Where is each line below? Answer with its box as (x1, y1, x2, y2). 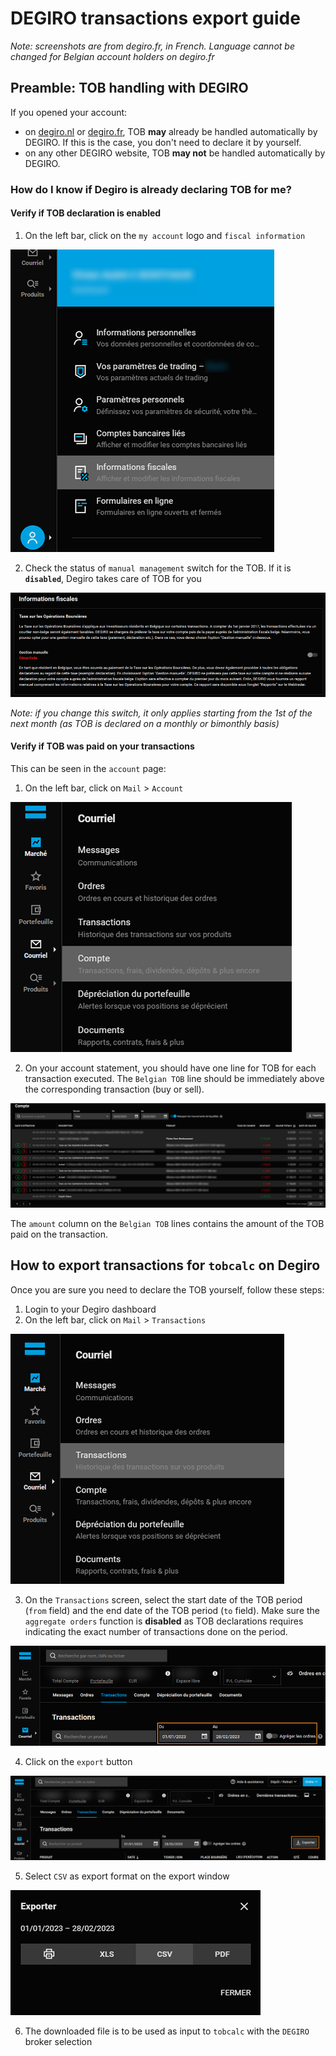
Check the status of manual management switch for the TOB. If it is (24, 562, 292, 574)
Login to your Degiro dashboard (24, 1303, 157, 1315)
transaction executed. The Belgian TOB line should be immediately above (24, 1072, 325, 1084)
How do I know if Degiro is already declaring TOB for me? (10, 182, 292, 196)
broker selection (24, 2035, 93, 2047)
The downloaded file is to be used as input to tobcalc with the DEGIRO (24, 2025, 310, 2037)
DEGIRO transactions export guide (10, 7, 301, 30)
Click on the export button (24, 1756, 133, 1768)
